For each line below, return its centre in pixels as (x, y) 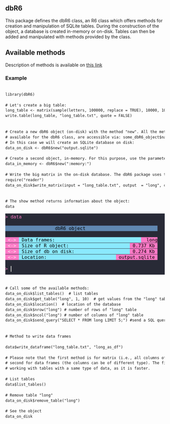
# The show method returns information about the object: (68, 201)
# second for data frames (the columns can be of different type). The (82, 363)
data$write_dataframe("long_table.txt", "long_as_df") (64, 347)
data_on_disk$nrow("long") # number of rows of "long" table (71, 310)
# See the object (24, 411)
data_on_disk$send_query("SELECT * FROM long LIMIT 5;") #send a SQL (80, 320)
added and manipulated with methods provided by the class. (68, 36)
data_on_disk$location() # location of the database (63, 304)
